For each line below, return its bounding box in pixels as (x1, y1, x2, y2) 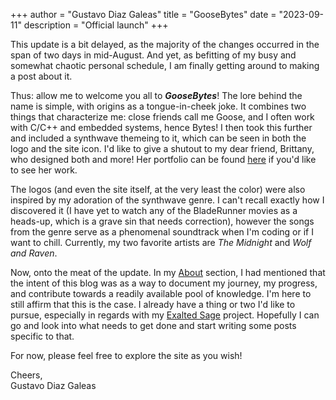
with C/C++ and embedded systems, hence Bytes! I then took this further (10, 122, 313, 133)
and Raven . (10, 247, 58, 259)
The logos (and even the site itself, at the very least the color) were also (10, 184, 306, 195)
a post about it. (10, 70, 73, 82)
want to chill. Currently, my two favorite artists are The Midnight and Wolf (10, 237, 312, 248)
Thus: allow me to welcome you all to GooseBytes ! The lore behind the (10, 90, 303, 101)
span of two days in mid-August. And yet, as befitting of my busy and (10, 49, 297, 61)
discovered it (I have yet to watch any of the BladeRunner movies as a (10, 205, 298, 216)
